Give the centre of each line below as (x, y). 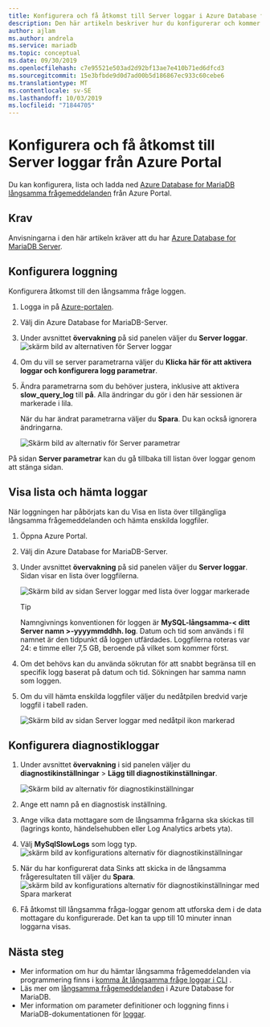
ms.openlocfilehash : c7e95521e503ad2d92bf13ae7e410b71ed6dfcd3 (117, 68)
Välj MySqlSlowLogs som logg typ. (78, 844)
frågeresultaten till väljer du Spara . (77, 877)
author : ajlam (32, 31)
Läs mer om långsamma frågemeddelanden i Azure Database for (127, 988)
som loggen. (41, 680)
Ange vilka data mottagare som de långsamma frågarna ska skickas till (137, 820)
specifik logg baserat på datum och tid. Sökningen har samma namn (133, 672)
